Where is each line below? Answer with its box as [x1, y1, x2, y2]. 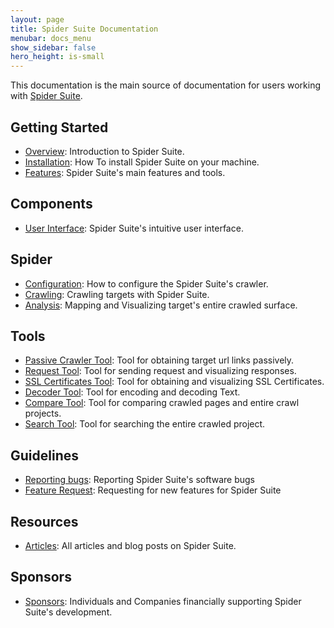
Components [10, 196, 93, 213]
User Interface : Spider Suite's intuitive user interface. [24, 222, 244, 234]
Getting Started [10, 119, 109, 136]
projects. [24, 407, 62, 420]
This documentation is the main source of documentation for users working [10, 79, 322, 91]
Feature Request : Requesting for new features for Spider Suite [24, 484, 282, 496]
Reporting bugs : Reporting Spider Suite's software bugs [24, 474, 255, 486]
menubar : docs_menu [10, 33, 92, 43]
